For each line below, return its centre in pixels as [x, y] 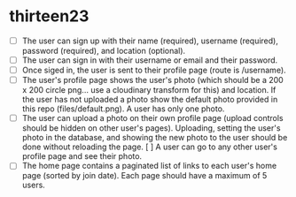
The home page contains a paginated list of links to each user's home [149, 166]
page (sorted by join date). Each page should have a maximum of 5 [144, 176]
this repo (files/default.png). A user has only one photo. [123, 109]
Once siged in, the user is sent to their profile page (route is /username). [154, 70]
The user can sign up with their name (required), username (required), [150, 41]
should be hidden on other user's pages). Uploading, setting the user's [151, 128]
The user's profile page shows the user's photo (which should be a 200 [152, 80]
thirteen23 [49, 16]
